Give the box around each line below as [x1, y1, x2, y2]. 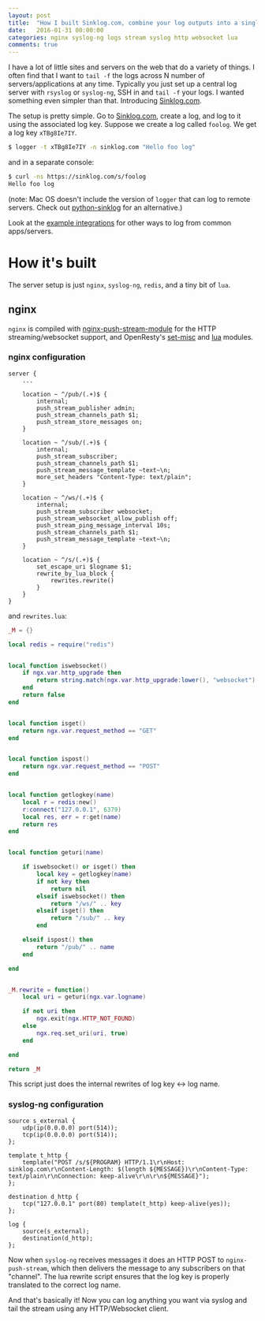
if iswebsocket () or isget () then [22, 863, 136, 871]
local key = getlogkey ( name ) [36, 870, 132, 879]
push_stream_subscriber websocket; [36, 508, 154, 515]
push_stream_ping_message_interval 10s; [36, 521, 171, 529]
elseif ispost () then [22, 936, 93, 944]
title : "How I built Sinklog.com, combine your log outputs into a [8, 19, 238, 27]
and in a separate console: [8, 158, 95, 166]
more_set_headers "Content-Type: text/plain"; [36, 473, 192, 481]
